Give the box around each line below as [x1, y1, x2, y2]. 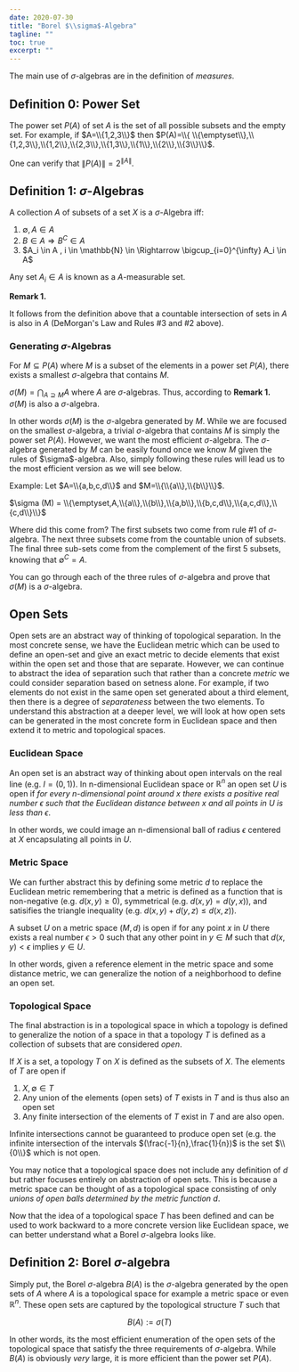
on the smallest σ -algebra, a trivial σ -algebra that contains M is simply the [9, 425, 280, 436]
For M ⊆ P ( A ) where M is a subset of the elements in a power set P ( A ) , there [9, 360, 289, 371]
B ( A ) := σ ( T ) [127, 1317, 172, 1327]
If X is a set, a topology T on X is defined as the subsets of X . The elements [9, 1056, 286, 1066]
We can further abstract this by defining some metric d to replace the [9, 877, 263, 887]
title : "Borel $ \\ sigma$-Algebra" [9, 21, 138, 30]
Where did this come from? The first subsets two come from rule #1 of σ [9, 524, 274, 535]
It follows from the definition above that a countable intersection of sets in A [9, 308, 287, 319]
